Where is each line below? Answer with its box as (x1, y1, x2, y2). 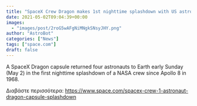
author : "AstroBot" (6, 31, 54, 37)
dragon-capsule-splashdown (6, 93, 76, 100)
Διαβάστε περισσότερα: (6, 87, 64, 94)
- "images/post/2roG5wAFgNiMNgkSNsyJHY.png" (11, 25, 122, 31)
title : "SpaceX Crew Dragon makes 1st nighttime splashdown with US (6, 8, 177, 15)
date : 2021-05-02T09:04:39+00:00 (6, 14, 88, 20)
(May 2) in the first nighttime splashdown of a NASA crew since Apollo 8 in (6, 69, 186, 77)
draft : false (6, 47, 38, 53)
